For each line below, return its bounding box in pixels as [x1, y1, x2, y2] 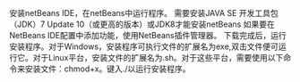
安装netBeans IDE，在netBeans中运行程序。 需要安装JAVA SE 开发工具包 [9, 8, 279, 18]
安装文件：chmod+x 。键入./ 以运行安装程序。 [24, 63, 191, 74]
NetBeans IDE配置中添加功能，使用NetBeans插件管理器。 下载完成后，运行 [9, 30, 287, 40]
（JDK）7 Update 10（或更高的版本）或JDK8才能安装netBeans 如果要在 [9, 19, 275, 29]
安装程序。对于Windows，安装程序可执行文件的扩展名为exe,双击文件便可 [9, 41, 279, 52]
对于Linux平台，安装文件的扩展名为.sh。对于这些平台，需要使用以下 [32, 53, 284, 62]
